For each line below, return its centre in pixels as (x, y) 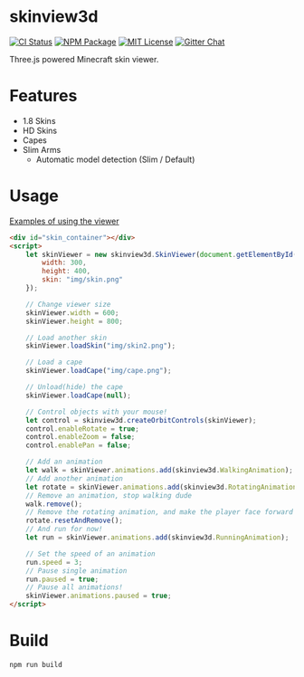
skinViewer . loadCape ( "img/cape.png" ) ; (99, 371)
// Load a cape (54, 362)
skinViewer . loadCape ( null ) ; (78, 396)
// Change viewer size (68, 304)
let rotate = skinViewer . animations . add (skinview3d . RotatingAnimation (161, 487)
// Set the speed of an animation (90, 554)
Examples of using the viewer (64, 221)
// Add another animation (75, 478)
